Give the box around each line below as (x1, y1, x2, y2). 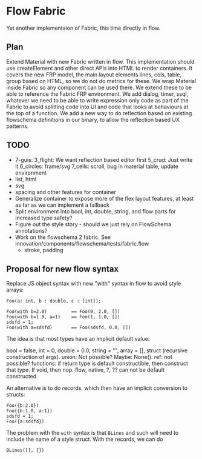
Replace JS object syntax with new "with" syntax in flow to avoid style (6, 280, 181, 287)
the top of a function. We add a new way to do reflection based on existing (6, 109, 192, 116)
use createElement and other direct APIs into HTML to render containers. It (6, 64, 193, 72)
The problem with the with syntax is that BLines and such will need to (6, 429, 179, 437)
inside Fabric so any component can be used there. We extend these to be (6, 84, 192, 91)
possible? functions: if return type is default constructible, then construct (6, 360, 189, 367)
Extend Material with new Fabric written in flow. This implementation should (6, 58, 195, 65)
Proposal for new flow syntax (6, 264, 119, 274)
